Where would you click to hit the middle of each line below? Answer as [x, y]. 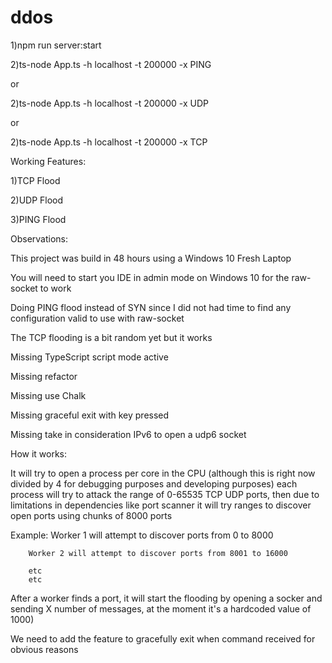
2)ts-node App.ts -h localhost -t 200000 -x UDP [110, 103]
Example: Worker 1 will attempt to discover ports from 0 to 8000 [142, 535]
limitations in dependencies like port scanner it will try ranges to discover [161, 505]
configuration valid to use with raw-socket [97, 318]
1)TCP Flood [35, 180]
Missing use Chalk [48, 395]
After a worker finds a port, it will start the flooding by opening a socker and [166, 598]
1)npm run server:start [56, 45]
